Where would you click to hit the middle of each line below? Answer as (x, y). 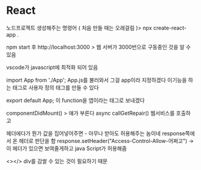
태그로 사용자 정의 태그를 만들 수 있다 (55, 87)
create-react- (170, 28)
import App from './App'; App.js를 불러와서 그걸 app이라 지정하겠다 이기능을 (97, 80)
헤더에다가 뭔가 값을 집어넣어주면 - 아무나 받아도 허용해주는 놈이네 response (96, 133)
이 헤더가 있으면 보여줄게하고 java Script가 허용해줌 (67, 148)
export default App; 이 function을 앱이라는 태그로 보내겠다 (76, 100)
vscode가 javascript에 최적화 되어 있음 (52, 67)
